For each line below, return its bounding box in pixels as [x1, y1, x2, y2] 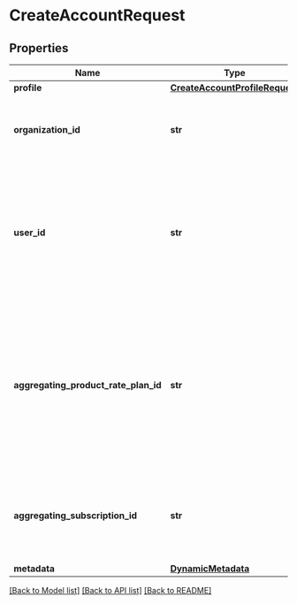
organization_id [13, 124, 81, 135]
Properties [9, 41, 69, 56]
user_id [13, 226, 46, 239]
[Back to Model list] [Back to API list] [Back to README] [9, 585, 212, 595]
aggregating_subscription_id [13, 509, 138, 522]
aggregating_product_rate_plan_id [13, 379, 162, 391]
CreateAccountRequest [9, 5, 186, 26]
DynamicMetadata [170, 562, 250, 575]
